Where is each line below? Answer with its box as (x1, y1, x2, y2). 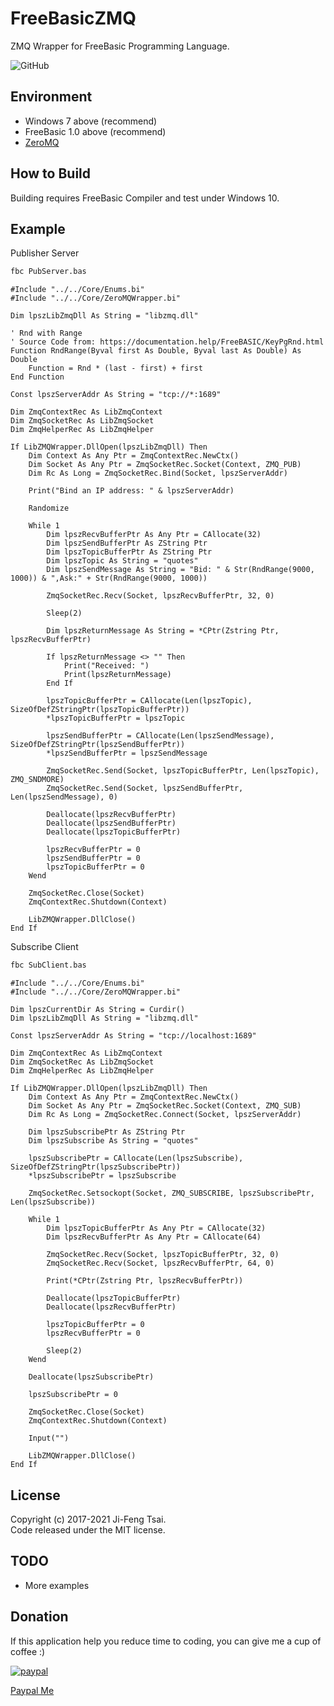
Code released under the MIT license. (10, 1523, 166, 1536)
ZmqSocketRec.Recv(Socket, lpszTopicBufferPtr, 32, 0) (46, 1250, 280, 1260)
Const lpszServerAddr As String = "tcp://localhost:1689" (10, 1031, 257, 1041)
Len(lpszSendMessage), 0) (10, 792, 118, 802)
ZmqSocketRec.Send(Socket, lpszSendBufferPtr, (46, 783, 244, 794)
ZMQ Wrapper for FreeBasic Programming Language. (10, 40, 230, 52)
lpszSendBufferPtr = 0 (46, 853, 141, 864)
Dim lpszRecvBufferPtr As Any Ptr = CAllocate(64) (46, 1232, 262, 1242)
